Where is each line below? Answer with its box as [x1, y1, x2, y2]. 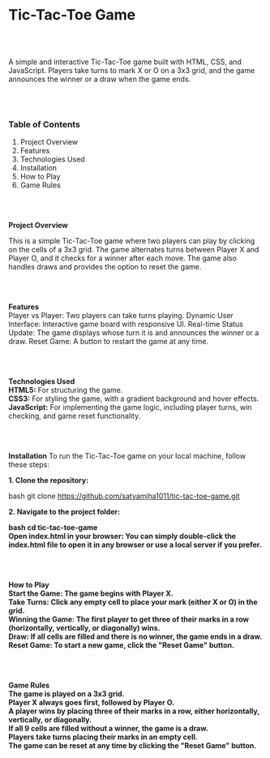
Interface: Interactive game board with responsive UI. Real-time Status [8, 319, 243, 329]
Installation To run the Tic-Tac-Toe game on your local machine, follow [8, 451, 246, 461]
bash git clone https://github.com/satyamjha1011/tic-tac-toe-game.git [8, 491, 240, 501]
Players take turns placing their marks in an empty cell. [8, 732, 199, 742]
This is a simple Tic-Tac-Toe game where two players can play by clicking [8, 236, 255, 246]
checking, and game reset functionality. [8, 411, 141, 421]
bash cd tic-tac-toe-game [8, 523, 98, 532]
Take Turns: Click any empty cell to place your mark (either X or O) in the [8, 597, 258, 607]
